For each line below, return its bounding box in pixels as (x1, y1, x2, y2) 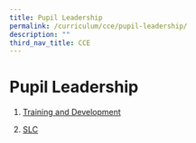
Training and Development (22, 107, 122, 118)
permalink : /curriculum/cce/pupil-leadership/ (9, 22, 188, 31)
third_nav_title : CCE (9, 38, 91, 48)
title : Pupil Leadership (9, 13, 103, 22)
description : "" (9, 30, 70, 39)
